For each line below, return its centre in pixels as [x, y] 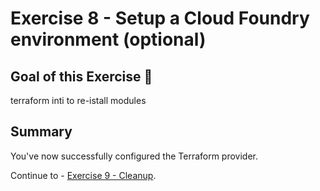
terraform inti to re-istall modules [78, 100]
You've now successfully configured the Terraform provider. [134, 156]
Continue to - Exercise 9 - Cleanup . [83, 175]
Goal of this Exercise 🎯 [81, 76]
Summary [41, 132]
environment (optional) [108, 39]
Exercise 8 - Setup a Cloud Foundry [160, 18]
